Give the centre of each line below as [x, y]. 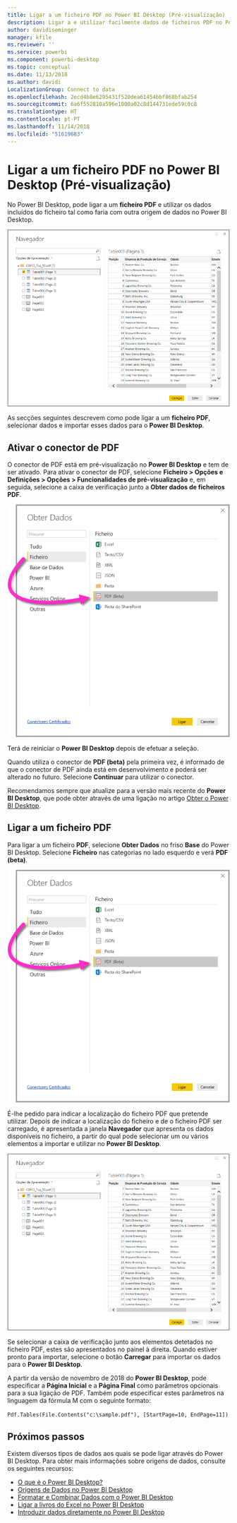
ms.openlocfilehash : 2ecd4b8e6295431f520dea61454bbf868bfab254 [102, 97]
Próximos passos [46, 1437]
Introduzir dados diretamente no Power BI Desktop [91, 1512]
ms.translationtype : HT [42, 112]
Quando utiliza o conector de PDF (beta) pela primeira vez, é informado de [116, 762]
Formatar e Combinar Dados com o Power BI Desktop [95, 1498]
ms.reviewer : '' [31, 45]
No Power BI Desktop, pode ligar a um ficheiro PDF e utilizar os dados [109, 204]
